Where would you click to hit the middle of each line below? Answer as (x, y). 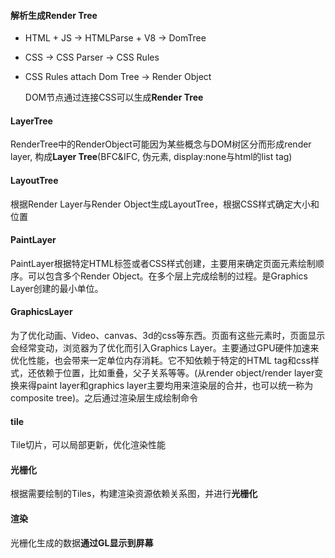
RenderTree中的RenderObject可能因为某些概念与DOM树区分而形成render (161, 144)
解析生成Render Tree (54, 15)
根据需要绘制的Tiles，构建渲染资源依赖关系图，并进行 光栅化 (134, 494)
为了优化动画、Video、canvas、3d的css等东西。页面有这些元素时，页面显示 (168, 336)
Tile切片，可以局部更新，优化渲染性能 (88, 445)
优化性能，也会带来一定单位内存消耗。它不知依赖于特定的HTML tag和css (160, 361)
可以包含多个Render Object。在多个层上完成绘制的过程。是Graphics (167, 276)
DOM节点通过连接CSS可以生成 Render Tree (114, 97)
